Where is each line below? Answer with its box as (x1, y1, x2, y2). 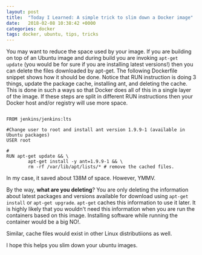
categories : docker (6, 25, 56, 32)
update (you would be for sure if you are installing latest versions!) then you (6, 61, 194, 68)
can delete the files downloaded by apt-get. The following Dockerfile (6, 67, 178, 74)
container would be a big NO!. (6, 218, 81, 225)
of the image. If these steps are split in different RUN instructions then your (6, 93, 194, 100)
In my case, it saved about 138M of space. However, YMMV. (6, 175, 156, 182)
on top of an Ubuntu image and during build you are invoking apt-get (6, 54, 178, 62)
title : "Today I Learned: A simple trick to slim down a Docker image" (6, 15, 194, 21)
